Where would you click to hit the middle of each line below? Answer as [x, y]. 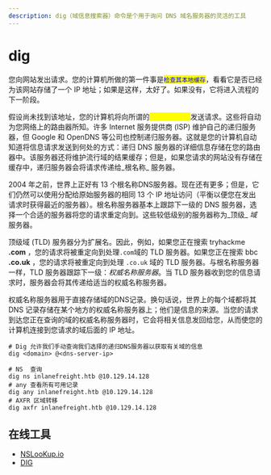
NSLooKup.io [42, 454]
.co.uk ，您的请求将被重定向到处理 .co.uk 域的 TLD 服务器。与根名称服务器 [134, 262]
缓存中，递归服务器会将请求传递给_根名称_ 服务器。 [94, 167]
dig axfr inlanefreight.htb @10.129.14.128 [83, 408]
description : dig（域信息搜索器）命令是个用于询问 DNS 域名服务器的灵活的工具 [127, 16]
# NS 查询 [25, 369]
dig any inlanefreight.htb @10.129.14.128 [81, 392]
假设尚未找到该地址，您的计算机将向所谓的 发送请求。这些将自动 [135, 116]
